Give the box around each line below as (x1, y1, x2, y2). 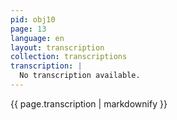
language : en (10, 33, 65, 43)
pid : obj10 (10, 14, 56, 25)
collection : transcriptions (10, 52, 128, 62)
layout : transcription (10, 42, 105, 53)
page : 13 (10, 24, 47, 34)
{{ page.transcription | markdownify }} (10, 97, 168, 110)
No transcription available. (19, 71, 141, 81)
